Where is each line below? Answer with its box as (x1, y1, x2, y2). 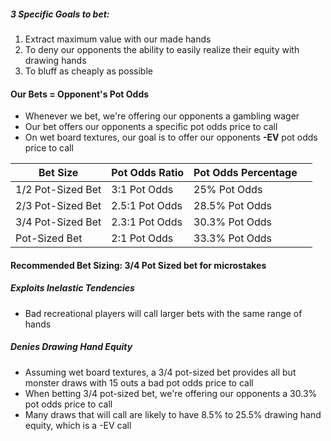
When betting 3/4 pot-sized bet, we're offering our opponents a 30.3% (24, 387, 318, 399)
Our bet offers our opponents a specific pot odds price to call (24, 121, 278, 133)
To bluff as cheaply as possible (24, 65, 153, 77)
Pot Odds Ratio (111, 166, 185, 180)
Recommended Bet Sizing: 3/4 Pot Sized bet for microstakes (10, 259, 267, 271)
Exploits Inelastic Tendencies (10, 282, 135, 294)
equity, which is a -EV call (24, 419, 132, 431)
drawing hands (24, 54, 87, 66)
